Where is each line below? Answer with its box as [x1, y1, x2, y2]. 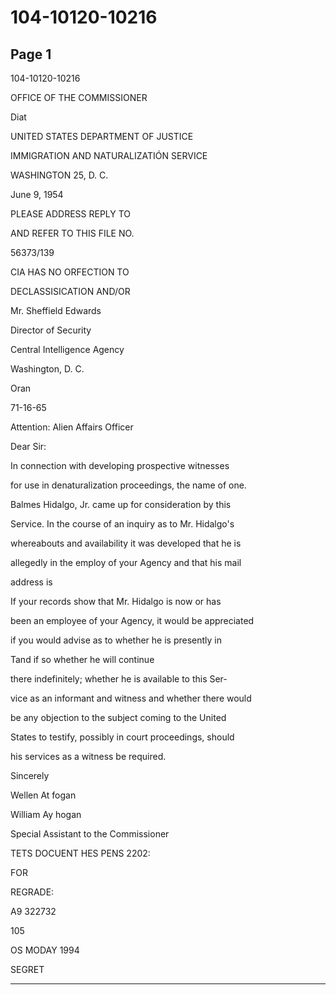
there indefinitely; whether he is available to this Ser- [10, 673, 228, 685]
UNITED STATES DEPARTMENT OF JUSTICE [10, 131, 194, 142]
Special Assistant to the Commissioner [10, 828, 170, 840]
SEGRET [10, 964, 45, 975]
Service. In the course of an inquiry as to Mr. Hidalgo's [10, 518, 235, 530]
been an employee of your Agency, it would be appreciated [10, 615, 255, 626]
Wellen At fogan [10, 789, 77, 801]
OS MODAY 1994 [10, 944, 80, 956]
